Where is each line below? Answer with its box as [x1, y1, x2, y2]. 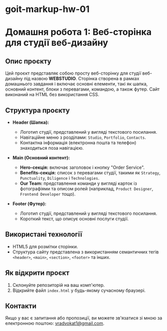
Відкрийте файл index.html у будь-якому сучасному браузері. [12, 287, 146, 293]
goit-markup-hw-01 [5, 4, 90, 15]
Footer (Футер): [12, 201, 47, 206]
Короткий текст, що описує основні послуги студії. [20, 216, 129, 221]
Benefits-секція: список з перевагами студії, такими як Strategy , [20, 170, 160, 176]
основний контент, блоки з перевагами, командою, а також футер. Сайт [5, 86, 160, 92]
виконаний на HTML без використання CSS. [5, 92, 99, 98]
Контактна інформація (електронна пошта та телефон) [20, 140, 136, 146]
